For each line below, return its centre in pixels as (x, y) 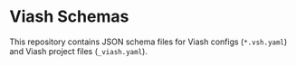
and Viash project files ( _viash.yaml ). (78, 51)
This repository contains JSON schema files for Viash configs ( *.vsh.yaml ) (148, 42)
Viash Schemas (69, 17)
